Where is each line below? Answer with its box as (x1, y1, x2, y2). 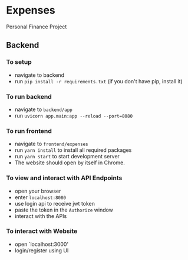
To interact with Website (6, 227, 78, 235)
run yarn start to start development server (14, 153, 120, 160)
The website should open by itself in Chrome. (14, 159, 126, 166)
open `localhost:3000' (14, 240, 69, 248)
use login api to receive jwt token (14, 200, 95, 207)
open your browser (14, 187, 61, 194)
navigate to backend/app (14, 106, 72, 113)
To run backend (6, 92, 52, 100)
